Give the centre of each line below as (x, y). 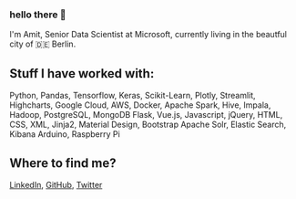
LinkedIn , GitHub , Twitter (56, 184)
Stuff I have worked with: (82, 73)
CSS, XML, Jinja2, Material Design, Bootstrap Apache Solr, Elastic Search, (148, 125)
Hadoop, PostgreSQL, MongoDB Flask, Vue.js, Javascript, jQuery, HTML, (146, 115)
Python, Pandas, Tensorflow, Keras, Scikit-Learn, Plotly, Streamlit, (133, 96)
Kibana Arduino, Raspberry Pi (65, 134)
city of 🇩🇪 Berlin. (43, 44)
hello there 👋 (38, 15)
